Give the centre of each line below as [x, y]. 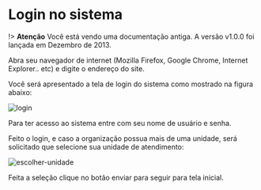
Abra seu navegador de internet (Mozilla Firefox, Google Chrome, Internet [128, 60]
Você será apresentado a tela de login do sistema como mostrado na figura [131, 84]
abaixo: [20, 92]
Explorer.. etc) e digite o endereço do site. [76, 68]
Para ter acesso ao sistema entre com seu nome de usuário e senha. [120, 123]
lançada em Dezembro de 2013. [60, 44]
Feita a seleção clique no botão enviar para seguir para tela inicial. [116, 177]
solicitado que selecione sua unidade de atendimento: [96, 146]
